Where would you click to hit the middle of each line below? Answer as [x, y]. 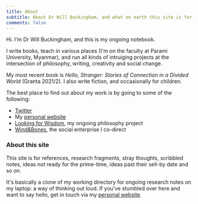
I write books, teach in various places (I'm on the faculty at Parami [87, 51]
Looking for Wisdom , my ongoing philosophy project [79, 123]
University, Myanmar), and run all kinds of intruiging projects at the [88, 58]
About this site [28, 145]
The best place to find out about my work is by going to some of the [89, 93]
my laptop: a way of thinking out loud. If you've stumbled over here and [93, 188]
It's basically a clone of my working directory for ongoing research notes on [99, 182]
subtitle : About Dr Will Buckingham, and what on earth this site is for [99, 17]
